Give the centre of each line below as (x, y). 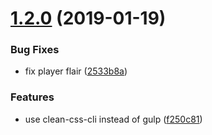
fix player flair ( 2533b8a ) (76, 71)
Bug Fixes (35, 50)
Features (32, 97)
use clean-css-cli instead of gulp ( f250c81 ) (113, 119)
